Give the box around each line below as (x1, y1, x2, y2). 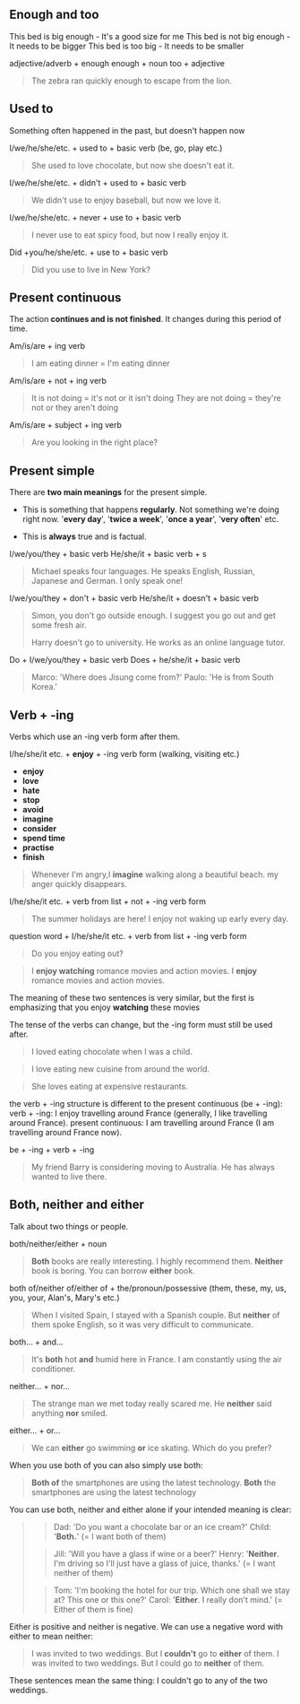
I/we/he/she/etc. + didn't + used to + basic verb (9, 177, 186, 187)
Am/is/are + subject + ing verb (9, 420, 123, 430)
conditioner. (30, 1363, 76, 1374)
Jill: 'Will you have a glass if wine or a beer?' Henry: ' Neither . (53, 1548, 279, 1559)
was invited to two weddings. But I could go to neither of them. (30, 1657, 264, 1668)
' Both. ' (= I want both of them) (53, 1531, 167, 1542)
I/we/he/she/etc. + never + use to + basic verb (9, 212, 182, 222)
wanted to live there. (30, 1171, 107, 1182)
